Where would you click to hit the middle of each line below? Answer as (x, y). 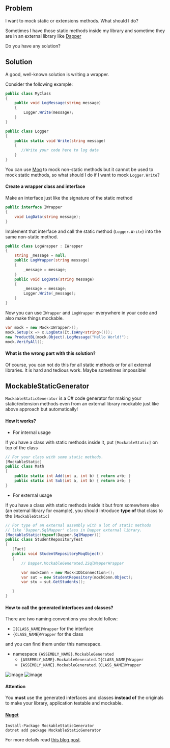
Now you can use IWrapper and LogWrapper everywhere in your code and (81, 312)
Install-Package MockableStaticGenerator (50, 726)
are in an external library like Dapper (43, 36)
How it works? (21, 421)
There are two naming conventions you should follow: (62, 619)
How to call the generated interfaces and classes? (59, 608)
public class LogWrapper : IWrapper (44, 246)
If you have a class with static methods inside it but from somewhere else (82, 505)
